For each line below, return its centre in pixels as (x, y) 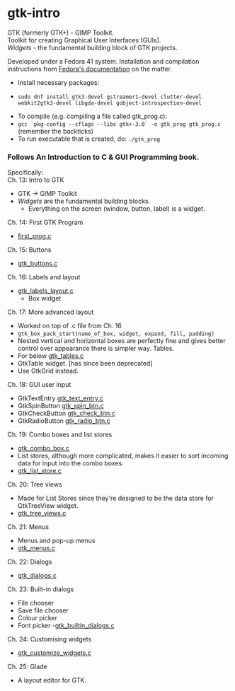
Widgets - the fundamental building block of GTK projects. (92, 47)
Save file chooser (43, 610)
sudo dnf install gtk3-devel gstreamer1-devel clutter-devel (110, 97)
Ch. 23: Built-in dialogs (41, 589)
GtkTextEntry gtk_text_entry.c (61, 398)
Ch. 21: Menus (28, 527)
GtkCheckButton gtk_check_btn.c (66, 413)
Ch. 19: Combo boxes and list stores (60, 435)
